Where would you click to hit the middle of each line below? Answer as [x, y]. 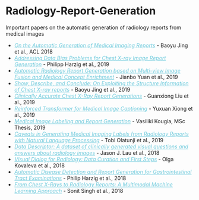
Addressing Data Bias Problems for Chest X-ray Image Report [90, 58]
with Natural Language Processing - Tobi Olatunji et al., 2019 [89, 140]
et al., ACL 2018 [33, 51]
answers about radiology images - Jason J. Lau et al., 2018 [87, 152]
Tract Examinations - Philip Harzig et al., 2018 [70, 178]
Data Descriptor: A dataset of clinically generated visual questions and [101, 146]
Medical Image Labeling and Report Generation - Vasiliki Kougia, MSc [99, 121]
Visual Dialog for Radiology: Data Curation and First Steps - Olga [94, 159]
